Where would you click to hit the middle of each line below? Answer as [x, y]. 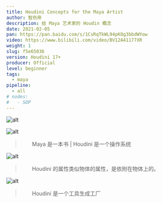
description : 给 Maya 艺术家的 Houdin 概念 [59, 23]
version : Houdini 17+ [34, 57]
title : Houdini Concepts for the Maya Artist [65, 12]
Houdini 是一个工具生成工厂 [66, 193]
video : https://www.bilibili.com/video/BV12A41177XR [74, 40]
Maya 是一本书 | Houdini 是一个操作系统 [82, 144]
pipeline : [19, 86]
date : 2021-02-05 [28, 29]
